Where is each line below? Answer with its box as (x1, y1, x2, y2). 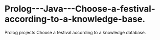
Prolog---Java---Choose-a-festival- (4, 3, 156, 14)
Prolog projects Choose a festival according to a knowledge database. (4, 29, 146, 35)
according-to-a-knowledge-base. (4, 13, 145, 25)
